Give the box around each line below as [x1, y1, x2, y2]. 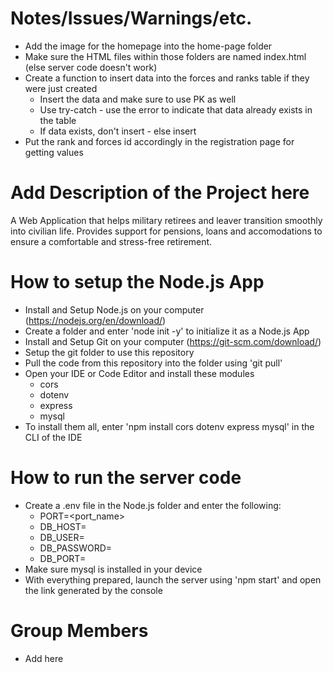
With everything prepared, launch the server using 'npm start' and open [24, 573, 322, 586]
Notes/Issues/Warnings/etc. [10, 7, 253, 30]
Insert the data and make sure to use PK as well [39, 93, 237, 105]
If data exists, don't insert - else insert [39, 125, 197, 137]
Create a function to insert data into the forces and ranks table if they [24, 72, 310, 84]
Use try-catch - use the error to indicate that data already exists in [39, 103, 313, 116]
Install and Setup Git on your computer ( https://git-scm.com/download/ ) [24, 335, 322, 347]
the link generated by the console [24, 584, 163, 596]
